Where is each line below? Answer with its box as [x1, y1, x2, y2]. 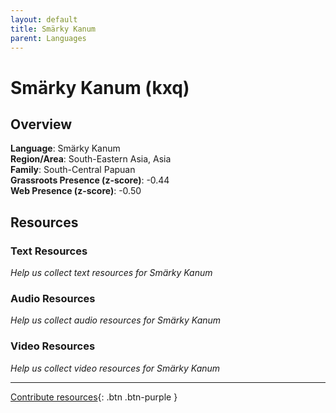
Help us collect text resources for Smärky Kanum [10, 267, 213, 279]
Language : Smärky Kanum [10, 142, 121, 155]
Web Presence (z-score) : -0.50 [10, 185, 142, 197]
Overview [10, 116, 73, 133]
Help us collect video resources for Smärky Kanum [10, 362, 221, 374]
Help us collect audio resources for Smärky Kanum [10, 314, 222, 326]
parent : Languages [10, 33, 87, 43]
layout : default [10, 14, 78, 25]
